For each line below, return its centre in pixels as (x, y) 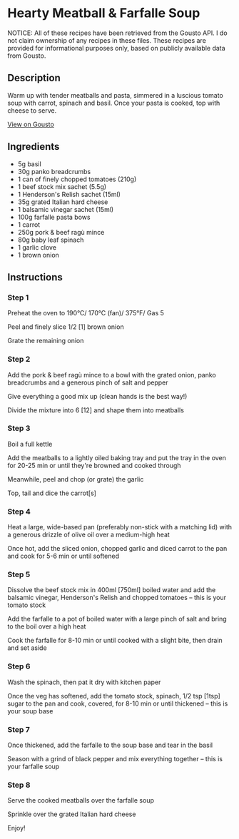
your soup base (30, 711)
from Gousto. (27, 56)
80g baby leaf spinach (51, 240)
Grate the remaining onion (46, 341)
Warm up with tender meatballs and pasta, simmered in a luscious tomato (115, 95)
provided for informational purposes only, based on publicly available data (117, 48)
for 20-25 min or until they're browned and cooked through (94, 465)
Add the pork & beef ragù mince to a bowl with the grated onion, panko (112, 375)
